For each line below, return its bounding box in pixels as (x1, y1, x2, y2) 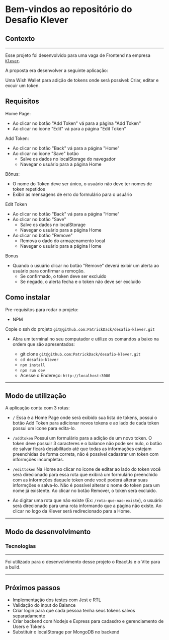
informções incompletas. (12, 457, 64, 463)
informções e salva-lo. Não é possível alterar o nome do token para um (12, 482, 160, 488)
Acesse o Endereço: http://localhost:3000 (20, 372, 111, 378)
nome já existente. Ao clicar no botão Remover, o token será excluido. (12, 487, 157, 494)
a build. (5, 564, 21, 570)
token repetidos (12, 186, 45, 192)
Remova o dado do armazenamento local (20, 238, 106, 244)
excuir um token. (5, 83, 40, 89)
